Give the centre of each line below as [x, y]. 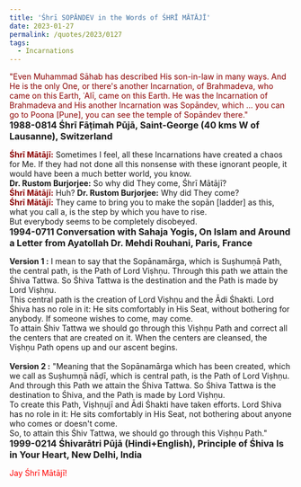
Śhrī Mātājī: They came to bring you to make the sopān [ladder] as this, [142, 202]
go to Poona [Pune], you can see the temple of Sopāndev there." [129, 115]
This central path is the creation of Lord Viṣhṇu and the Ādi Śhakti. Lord [142, 300]
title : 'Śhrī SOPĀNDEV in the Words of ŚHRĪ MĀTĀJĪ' [110, 18]
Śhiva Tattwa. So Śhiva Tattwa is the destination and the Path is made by [144, 280]
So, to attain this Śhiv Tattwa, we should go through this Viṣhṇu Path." [138, 433]
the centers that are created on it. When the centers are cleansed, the [138, 338]
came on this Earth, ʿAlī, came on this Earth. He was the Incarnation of [138, 96]
